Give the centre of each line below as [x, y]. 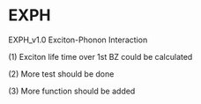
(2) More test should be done [61, 74]
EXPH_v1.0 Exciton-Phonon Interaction [78, 40]
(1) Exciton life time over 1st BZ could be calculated [100, 56]
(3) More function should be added [72, 91]
